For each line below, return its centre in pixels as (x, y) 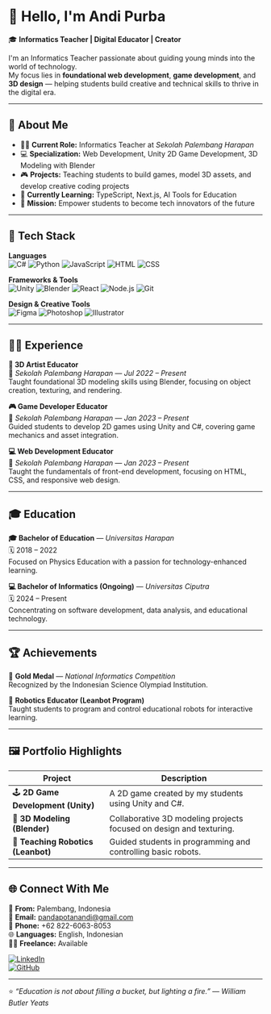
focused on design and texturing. (172, 828)
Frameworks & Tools (43, 280)
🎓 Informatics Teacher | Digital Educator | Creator (95, 39)
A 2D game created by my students (176, 794)
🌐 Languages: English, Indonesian (66, 934)
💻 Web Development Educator (61, 452)
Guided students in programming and (180, 841)
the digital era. (32, 92)
